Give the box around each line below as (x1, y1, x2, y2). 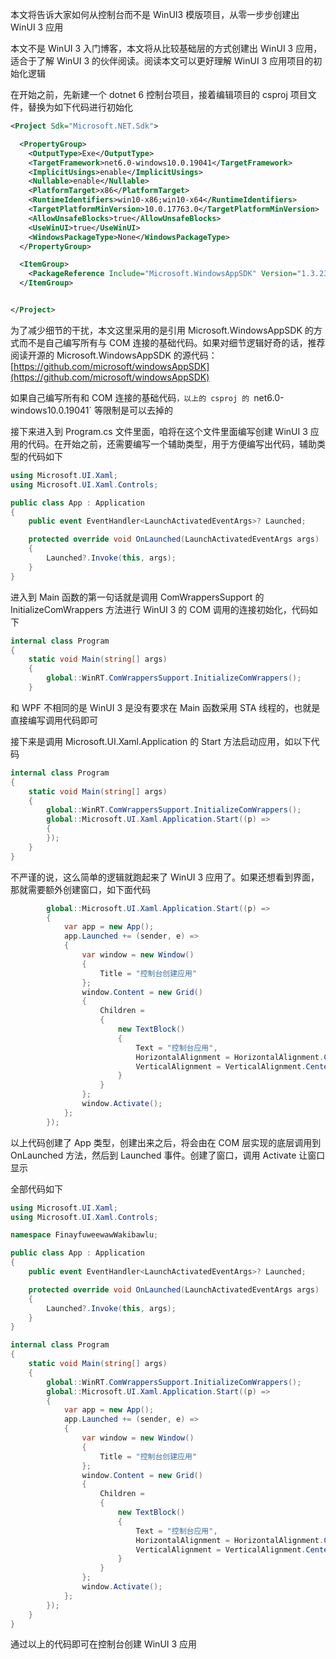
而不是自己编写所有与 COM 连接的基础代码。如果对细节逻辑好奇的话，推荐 (18, 336, 326, 348)
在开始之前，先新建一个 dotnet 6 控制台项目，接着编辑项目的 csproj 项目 (10, 89, 308, 100)
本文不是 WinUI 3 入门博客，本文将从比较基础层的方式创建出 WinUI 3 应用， (10, 43, 323, 54)
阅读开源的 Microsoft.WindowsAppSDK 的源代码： (10, 349, 218, 361)
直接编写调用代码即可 (10, 714, 98, 726)
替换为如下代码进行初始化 (27, 101, 133, 113)
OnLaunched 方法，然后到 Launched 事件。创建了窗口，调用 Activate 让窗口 (10, 1149, 326, 1161)
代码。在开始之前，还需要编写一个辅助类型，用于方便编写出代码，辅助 (27, 438, 317, 450)
